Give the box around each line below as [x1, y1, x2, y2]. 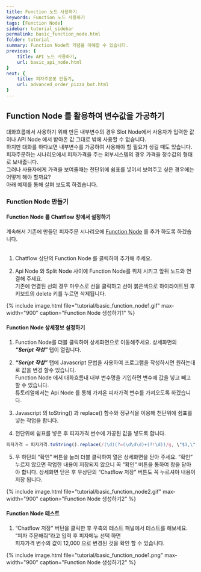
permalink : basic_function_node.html [6, 31, 101, 37]
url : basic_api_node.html [17, 59, 82, 65]
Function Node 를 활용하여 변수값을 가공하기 [6, 111, 165, 121]
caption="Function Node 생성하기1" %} [40, 309, 135, 316]
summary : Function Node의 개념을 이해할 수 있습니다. [6, 43, 129, 49]
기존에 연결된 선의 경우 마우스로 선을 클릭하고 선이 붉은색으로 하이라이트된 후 [14, 282, 196, 290]
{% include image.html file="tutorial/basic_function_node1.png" [6, 552, 164, 559]
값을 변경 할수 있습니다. [21, 367, 76, 374]
